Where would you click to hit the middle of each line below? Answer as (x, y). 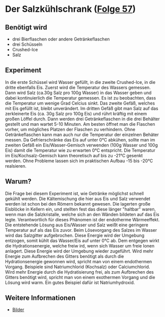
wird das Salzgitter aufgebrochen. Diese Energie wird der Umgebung (75, 235)
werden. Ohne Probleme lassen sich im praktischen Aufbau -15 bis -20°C (79, 161)
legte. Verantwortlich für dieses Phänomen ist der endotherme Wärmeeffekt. (82, 219)
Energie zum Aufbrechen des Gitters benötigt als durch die (65, 256)
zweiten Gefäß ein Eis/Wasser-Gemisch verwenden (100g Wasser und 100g (82, 145)
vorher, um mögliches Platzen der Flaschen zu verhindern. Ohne (70, 129)
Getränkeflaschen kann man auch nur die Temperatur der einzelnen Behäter (82, 135)
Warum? (18, 182)
